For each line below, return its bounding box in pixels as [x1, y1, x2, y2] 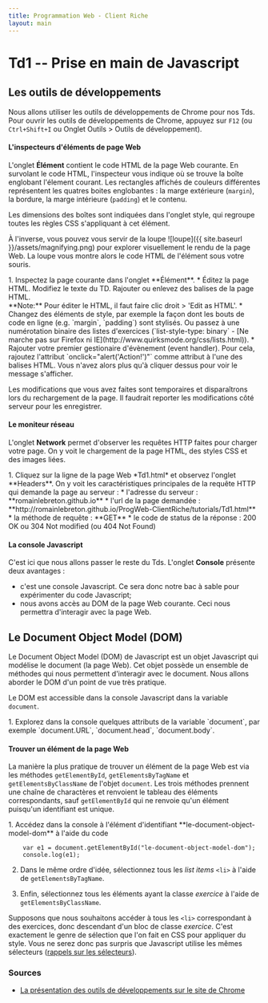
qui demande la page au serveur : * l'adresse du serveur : [8, 487, 198, 497]
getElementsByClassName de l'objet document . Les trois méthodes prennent [8, 779, 250, 789]
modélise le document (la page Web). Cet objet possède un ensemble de [8, 660, 249, 670]
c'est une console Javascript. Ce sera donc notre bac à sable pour [19, 582, 240, 591]
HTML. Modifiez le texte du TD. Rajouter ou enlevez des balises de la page [8, 283, 254, 293]
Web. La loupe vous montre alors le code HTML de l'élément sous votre [8, 250, 245, 261]
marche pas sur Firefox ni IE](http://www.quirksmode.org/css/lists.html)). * [8, 335, 254, 344]
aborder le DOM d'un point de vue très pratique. [8, 677, 166, 687]
